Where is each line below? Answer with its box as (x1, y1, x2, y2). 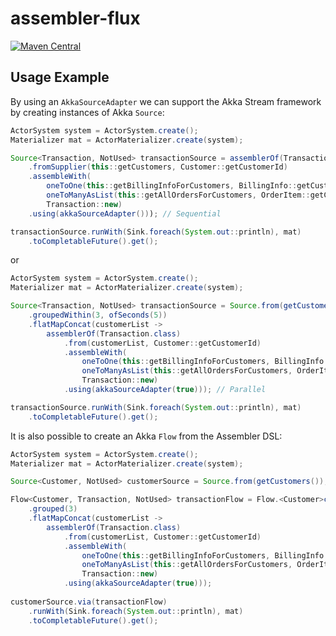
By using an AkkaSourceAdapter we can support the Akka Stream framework (10, 95, 322, 107)
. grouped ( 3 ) (28, 504, 78, 514)
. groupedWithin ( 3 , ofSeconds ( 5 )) (28, 310, 168, 320)
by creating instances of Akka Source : (10, 106, 165, 118)
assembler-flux (10, 7, 141, 30)
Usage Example (10, 69, 110, 86)
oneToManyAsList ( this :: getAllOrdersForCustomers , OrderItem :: (46, 190, 311, 200)
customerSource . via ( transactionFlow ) (10, 597, 168, 607)
